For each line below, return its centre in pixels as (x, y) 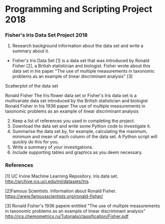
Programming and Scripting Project (79, 9)
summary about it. (31, 51)
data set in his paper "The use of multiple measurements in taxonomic (83, 71)
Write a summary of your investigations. (53, 147)
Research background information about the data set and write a (78, 46)
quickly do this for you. (35, 142)
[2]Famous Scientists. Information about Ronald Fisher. (61, 191)
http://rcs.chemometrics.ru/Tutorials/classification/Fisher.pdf (67, 216)
